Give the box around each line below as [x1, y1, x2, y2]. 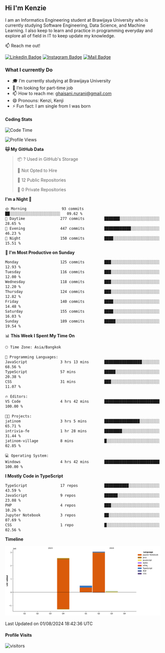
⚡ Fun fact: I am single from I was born [12, 103, 91, 109]
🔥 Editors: [5, 394, 28, 399]
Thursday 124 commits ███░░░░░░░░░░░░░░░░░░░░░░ [5, 290, 160, 294]
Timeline [5, 536, 24, 542]
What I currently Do [5, 66, 53, 73]
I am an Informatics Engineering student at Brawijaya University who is [5, 17, 149, 23]
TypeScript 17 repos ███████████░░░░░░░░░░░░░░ [5, 483, 160, 488]
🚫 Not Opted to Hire [17, 168, 58, 174]
